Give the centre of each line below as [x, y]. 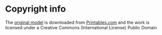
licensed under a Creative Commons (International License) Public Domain [81, 27]
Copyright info [35, 9]
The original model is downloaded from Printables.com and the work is [77, 22]
